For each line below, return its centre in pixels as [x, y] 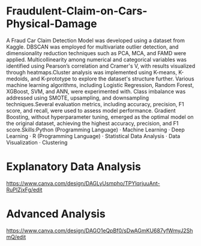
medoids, [18, 79]
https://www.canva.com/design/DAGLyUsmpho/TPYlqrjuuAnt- [83, 183]
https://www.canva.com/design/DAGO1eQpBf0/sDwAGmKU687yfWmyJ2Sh [100, 230]
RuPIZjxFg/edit [24, 190]
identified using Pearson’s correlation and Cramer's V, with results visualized [101, 66]
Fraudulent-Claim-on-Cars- [77, 11]
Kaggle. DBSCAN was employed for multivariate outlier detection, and [92, 47]
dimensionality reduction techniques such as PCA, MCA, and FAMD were [96, 53]
